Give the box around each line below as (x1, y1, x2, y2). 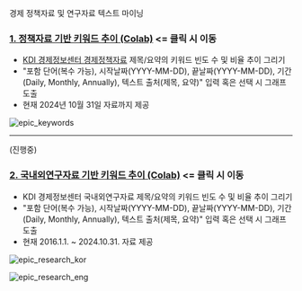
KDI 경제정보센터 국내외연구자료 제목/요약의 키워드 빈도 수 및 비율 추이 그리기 (22, 191, 293, 202)
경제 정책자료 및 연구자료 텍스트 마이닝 (9, 8, 144, 18)
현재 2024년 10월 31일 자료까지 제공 (22, 100, 150, 110)
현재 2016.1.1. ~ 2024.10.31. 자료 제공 (22, 236, 154, 247)
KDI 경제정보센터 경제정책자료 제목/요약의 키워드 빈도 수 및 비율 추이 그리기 (22, 55, 286, 66)
